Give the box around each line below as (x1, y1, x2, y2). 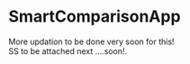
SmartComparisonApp (8, 6, 181, 27)
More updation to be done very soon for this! (8, 36, 175, 47)
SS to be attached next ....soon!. (8, 45, 128, 56)
